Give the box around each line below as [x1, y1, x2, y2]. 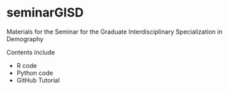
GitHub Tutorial [16, 76, 60, 84]
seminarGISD [6, 5, 84, 21]
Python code [16, 69, 53, 77]
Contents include [6, 48, 55, 56]
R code [16, 61, 37, 69]
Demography [6, 34, 44, 43]
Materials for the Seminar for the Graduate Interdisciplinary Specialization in [6, 27, 223, 36]
